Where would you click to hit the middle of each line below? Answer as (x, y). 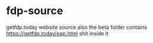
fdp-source (35, 11)
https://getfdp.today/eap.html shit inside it (57, 33)
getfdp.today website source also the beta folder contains (77, 27)
